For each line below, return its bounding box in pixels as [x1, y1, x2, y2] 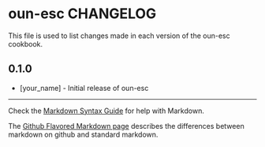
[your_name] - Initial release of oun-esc [19, 83, 149, 92]
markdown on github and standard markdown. [8, 130, 159, 139]
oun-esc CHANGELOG [8, 5, 157, 23]
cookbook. [8, 39, 43, 48]
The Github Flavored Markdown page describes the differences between [8, 121, 244, 130]
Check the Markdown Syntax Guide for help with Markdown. [8, 106, 205, 115]
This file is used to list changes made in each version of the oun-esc [8, 31, 230, 40]
